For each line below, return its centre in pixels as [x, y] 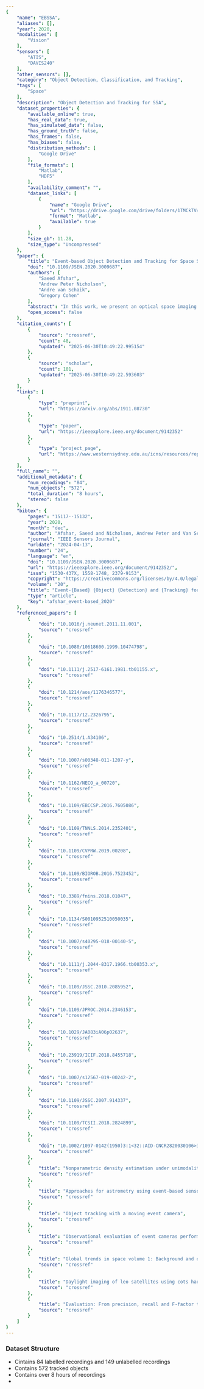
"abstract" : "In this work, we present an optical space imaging [112, 307]
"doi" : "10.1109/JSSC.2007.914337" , [85, 1100]
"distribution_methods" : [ [62, 148]
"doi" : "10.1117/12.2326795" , [76, 715]
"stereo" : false [48, 500]
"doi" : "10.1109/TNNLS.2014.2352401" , [87, 828]
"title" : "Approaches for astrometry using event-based [111, 1191]
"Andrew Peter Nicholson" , [72, 284]
